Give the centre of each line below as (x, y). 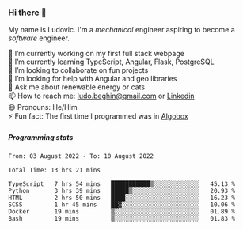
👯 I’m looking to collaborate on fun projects (78, 70)
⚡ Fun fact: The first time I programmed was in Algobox (98, 116)
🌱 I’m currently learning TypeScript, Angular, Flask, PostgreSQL (112, 62)
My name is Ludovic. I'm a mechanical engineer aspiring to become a (121, 30)
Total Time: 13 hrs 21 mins (55, 170)
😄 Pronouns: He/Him (43, 107)
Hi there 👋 (28, 13)
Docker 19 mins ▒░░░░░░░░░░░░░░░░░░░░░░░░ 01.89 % (122, 212)
